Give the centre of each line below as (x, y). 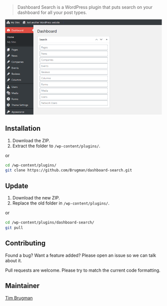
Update (17, 186)
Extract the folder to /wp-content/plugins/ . (56, 146)
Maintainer (22, 286)
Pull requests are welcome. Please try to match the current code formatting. (83, 270)
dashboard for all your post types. (52, 12)
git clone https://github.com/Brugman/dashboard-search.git (69, 170)
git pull (14, 228)
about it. (14, 260)
